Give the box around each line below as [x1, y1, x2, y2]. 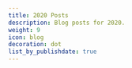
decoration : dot [8, 41, 62, 48]
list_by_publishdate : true [8, 48, 97, 55]
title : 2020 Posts [8, 11, 69, 20]
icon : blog [8, 33, 44, 41]
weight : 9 [8, 26, 41, 34]
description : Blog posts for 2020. [8, 19, 126, 27]
